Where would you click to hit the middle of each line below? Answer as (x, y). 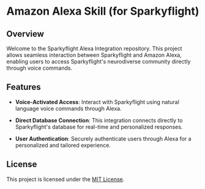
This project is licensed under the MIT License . (65, 179)
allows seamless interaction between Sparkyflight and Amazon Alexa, (94, 55)
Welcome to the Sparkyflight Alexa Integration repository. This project (94, 48)
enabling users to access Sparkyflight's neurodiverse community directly (99, 61)
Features (24, 87)
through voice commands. (39, 68)
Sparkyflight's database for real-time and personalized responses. (99, 127)
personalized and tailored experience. (63, 145)
